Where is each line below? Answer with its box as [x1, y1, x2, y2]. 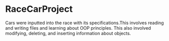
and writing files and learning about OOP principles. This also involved [5, 25, 151, 31]
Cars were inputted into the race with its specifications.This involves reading [5, 20, 164, 26]
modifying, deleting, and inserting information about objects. [5, 30, 131, 36]
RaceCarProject [5, 3, 73, 15]
